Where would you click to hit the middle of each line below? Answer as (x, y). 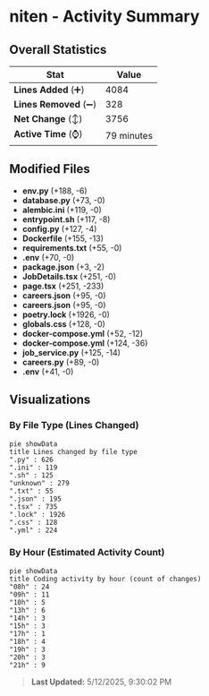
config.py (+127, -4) (59, 228)
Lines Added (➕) (49, 90)
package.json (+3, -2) (63, 267)
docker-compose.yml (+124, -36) (85, 343)
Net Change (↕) (48, 119)
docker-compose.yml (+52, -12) (83, 333)
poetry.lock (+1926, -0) (66, 314)
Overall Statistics (58, 50)
